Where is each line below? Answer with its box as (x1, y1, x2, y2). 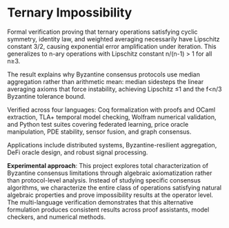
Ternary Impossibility (7, 5, 132, 21)
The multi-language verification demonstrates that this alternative (7, 198, 194, 206)
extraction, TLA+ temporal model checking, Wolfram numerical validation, (7, 112, 217, 121)
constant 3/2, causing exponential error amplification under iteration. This (7, 42, 217, 50)
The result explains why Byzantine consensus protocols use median (7, 70, 200, 79)
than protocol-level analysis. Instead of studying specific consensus (7, 176, 201, 184)
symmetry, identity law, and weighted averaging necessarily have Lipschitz (7, 34, 220, 43)
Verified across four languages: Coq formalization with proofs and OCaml (7, 105, 216, 114)
